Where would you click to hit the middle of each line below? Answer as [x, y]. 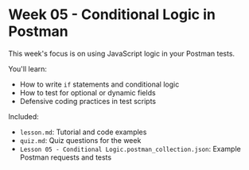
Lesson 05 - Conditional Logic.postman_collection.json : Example [130, 149]
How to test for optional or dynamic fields [88, 92]
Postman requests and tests [66, 157]
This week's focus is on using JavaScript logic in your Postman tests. [122, 53]
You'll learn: [28, 68]
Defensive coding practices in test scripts [88, 101]
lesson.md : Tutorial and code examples [83, 132]
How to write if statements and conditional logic [99, 84]
